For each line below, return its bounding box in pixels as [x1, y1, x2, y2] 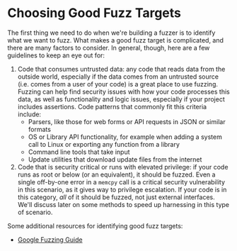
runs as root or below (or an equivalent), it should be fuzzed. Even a [17, 170, 216, 179]
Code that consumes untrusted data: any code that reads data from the [17, 65, 226, 73]
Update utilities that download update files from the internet [28, 155, 202, 164]
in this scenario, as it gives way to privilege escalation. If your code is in [17, 185, 227, 194]
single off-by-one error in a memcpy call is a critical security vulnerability [17, 177, 225, 186]
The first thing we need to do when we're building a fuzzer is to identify [7, 28, 216, 37]
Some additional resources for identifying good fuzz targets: [7, 221, 183, 230]
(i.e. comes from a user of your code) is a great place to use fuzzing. [17, 79, 218, 88]
